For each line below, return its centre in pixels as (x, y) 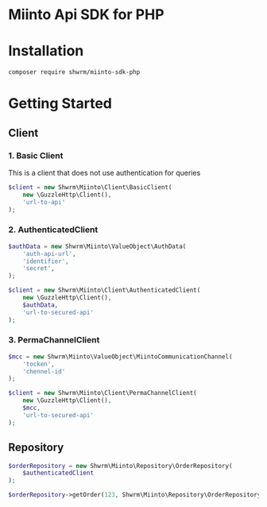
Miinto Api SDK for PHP (86, 15)
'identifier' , (46, 261)
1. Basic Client (36, 155)
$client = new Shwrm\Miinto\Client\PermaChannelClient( (103, 393)
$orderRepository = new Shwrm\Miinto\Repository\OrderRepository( (120, 466)
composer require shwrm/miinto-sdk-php (74, 72)
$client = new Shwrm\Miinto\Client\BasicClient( (90, 188)
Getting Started (60, 104)
